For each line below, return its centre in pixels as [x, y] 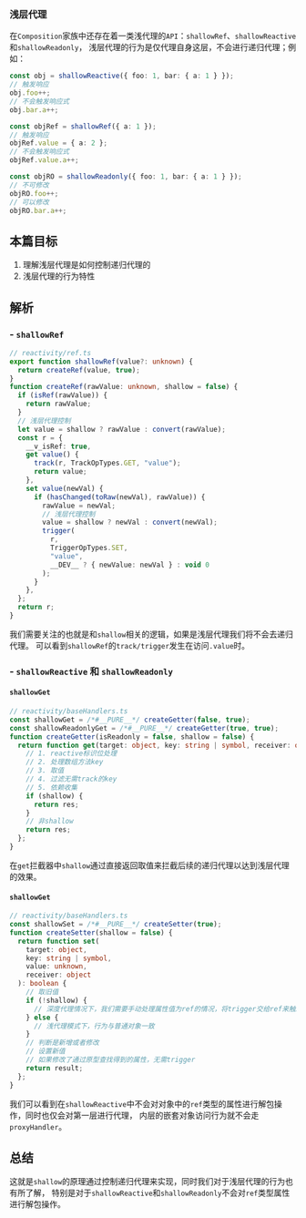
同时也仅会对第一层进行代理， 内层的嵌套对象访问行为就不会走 [142, 1115]
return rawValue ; [59, 404]
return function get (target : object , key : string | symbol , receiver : [154, 745]
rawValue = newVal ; [79, 506]
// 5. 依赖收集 [52, 787]
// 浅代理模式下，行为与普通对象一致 [94, 1026]
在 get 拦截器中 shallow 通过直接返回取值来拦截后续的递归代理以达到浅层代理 [149, 865]
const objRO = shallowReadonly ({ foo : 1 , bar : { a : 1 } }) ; [126, 177]
